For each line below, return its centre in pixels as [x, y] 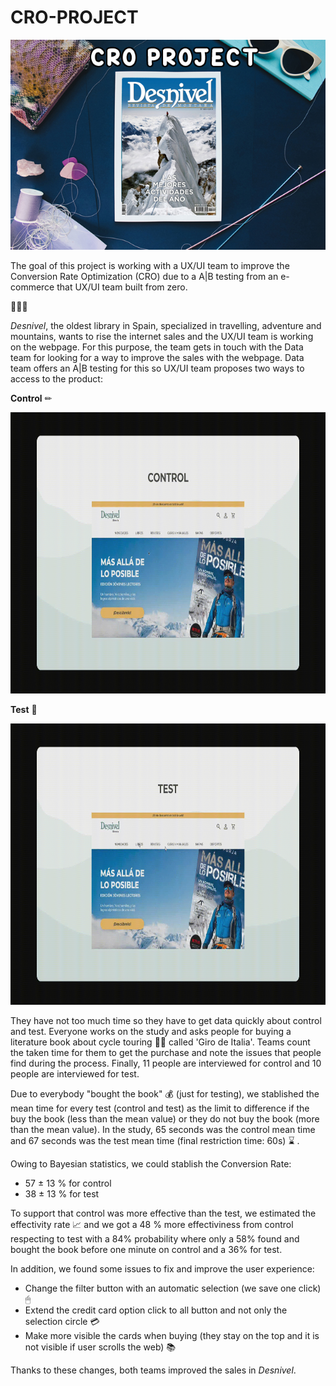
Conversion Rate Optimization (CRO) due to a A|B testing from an [144, 277]
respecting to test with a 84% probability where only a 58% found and [155, 1239]
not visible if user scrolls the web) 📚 [100, 1347]
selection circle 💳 [62, 1322]
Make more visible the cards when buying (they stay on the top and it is [172, 1336]
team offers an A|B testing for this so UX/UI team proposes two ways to [157, 368]
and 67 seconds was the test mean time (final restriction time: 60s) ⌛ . [155, 1141]
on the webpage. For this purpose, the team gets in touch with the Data [157, 347]
